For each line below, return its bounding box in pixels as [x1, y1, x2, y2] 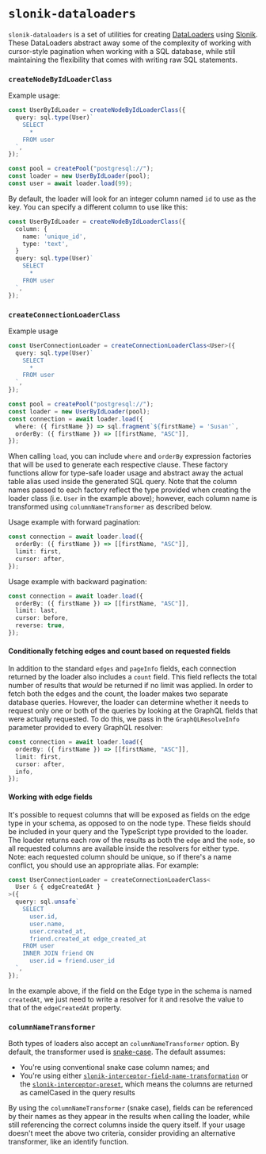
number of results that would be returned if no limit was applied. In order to [8, 681, 253, 690]
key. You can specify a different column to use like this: [8, 202, 188, 212]
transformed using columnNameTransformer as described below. [8, 502, 212, 512]
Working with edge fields [8, 792, 93, 802]
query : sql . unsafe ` [15, 898, 80, 906]
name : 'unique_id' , [22, 233, 87, 240]
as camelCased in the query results [19, 1088, 136, 1098]
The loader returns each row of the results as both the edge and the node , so [8, 835, 256, 844]
